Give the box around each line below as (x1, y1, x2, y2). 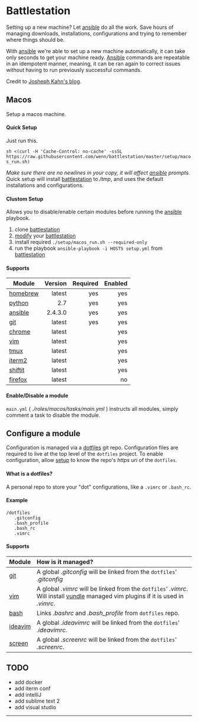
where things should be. (6, 36, 65, 43)
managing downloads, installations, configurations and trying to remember (6, 29, 187, 37)
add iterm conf (14, 685, 51, 692)
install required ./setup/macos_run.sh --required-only (14, 239, 147, 246)
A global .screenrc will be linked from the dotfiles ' (36, 635, 177, 644)
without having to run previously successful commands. (6, 66, 142, 73)
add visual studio (14, 703, 57, 711)
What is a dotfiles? (6, 470, 53, 477)
